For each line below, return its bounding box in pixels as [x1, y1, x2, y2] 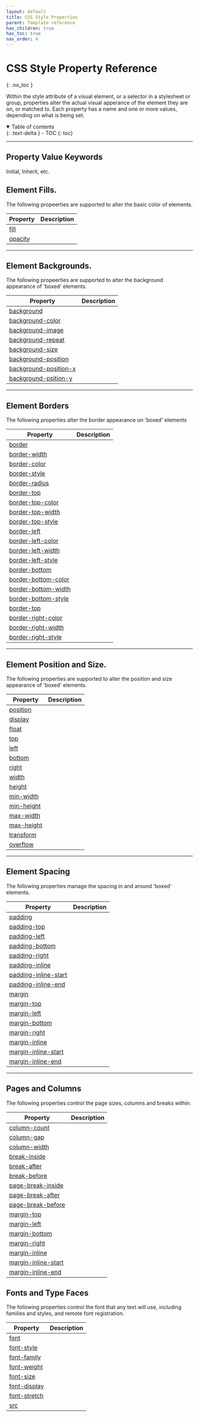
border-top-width [9, 508, 60, 516]
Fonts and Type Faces [6, 1288, 89, 1298]
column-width [9, 1143, 49, 1151]
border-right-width [9, 623, 64, 631]
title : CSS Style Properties [6, 14, 78, 20]
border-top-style [9, 518, 58, 526]
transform [9, 831, 37, 839]
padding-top [9, 922, 46, 931]
